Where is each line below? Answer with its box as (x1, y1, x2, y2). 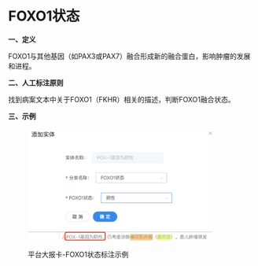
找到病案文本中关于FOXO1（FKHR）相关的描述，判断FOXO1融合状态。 (8, 94, 236, 104)
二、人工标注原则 (8, 78, 64, 87)
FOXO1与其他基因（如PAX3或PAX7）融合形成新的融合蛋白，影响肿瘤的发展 (8, 51, 251, 61)
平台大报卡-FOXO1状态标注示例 (28, 249, 129, 260)
